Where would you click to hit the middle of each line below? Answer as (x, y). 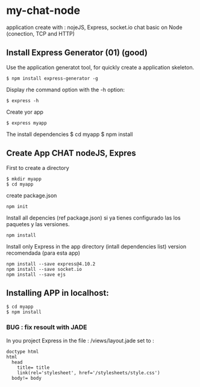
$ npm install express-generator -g (52, 78)
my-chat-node (43, 11)
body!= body (27, 378)
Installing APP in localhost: (58, 293)
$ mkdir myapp (24, 179)
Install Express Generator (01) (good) (77, 53)
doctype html (23, 351)
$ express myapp (27, 123)
